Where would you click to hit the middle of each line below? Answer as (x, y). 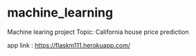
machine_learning (60, 13)
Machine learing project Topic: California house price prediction (98, 32)
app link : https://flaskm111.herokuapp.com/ (69, 45)
